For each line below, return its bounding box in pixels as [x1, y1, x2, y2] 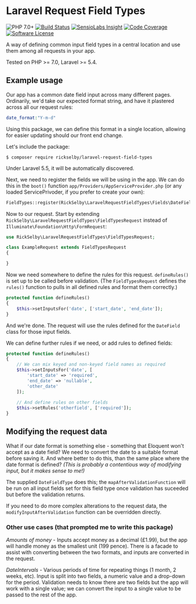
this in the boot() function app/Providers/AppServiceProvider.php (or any [6, 182, 182, 189]
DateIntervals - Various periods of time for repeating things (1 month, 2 [6, 567, 177, 574]
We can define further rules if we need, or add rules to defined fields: [6, 339, 173, 346]
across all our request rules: [6, 104, 73, 111]
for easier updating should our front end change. [6, 132, 124, 139]
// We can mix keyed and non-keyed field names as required [16, 362, 166, 368]
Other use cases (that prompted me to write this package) [6, 523, 173, 531]
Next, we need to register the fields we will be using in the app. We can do [6, 176, 185, 183]
